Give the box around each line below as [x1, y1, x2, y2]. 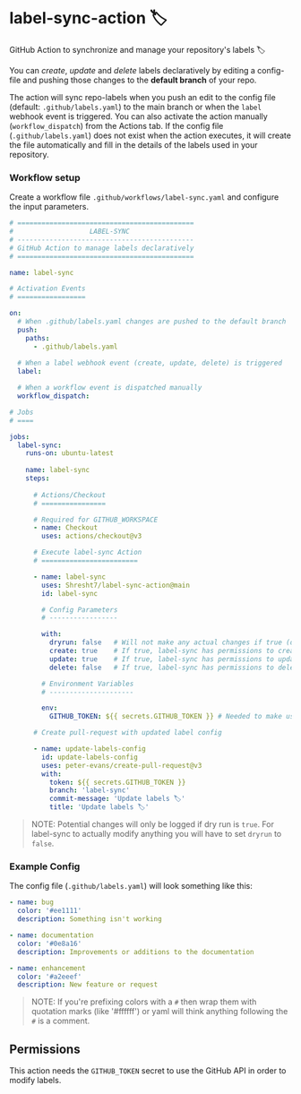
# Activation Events [9, 284, 87, 293]
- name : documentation [9, 931, 94, 940]
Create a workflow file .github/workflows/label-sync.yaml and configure [9, 192, 279, 202]
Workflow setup [9, 171, 81, 184]
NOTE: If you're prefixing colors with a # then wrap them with [30, 996, 257, 1007]
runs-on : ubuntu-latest [25, 449, 115, 458]
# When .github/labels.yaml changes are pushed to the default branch [17, 317, 287, 326]
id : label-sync [41, 589, 99, 598]
